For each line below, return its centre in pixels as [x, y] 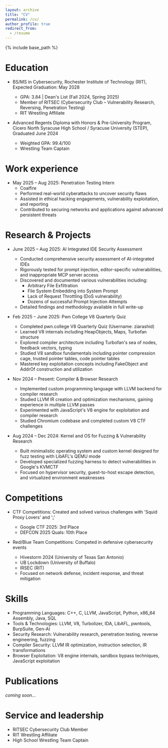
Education [27, 68]
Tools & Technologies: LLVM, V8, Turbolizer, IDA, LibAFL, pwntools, [82, 623]
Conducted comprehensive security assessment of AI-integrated [87, 259]
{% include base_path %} [32, 48]
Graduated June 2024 [35, 133]
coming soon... [21, 695]
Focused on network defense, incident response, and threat [82, 573]
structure [29, 337]
